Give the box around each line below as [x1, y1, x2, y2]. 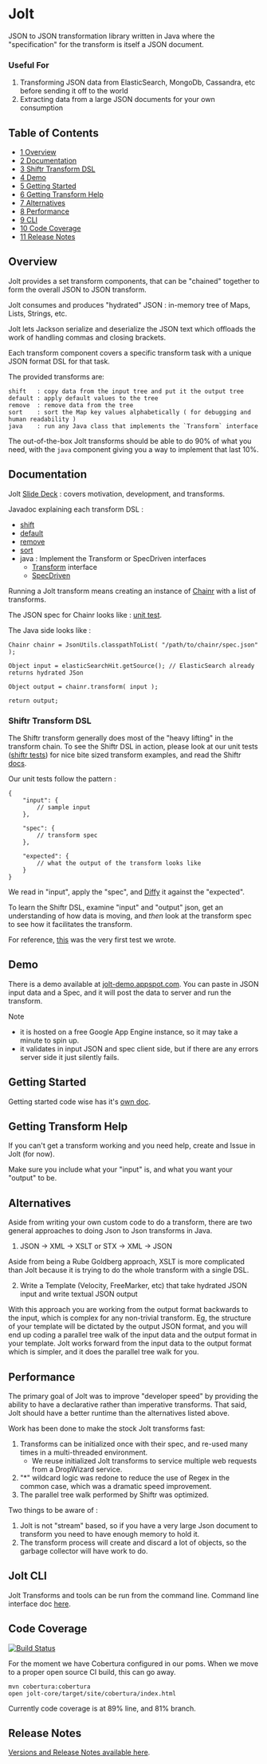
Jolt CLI [8, 1570, 48, 1583]
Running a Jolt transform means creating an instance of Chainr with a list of [8, 586, 257, 595]
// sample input [37, 803, 91, 811]
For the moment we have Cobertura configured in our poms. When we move [8, 1659, 259, 1668]
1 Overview [19, 147, 57, 157]
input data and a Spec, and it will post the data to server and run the [8, 988, 232, 997]
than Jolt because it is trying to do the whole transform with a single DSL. [8, 1265, 249, 1275]
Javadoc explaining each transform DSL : [8, 504, 143, 514]
